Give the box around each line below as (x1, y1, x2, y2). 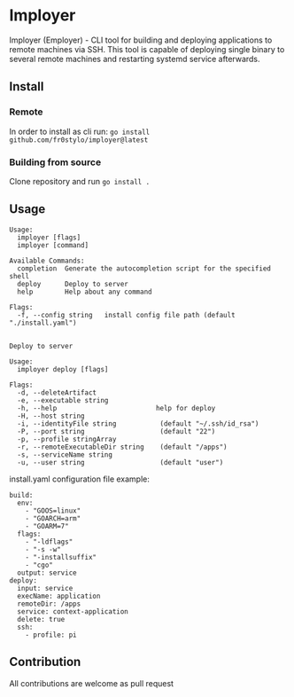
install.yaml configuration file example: (9, 474, 151, 484)
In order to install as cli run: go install (9, 126, 151, 137)
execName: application (17, 591, 101, 600)
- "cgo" (25, 560, 53, 569)
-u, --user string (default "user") (17, 458, 224, 466)
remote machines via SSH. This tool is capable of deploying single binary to (9, 43, 285, 54)
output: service (17, 568, 77, 577)
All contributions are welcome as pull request (9, 677, 174, 688)
